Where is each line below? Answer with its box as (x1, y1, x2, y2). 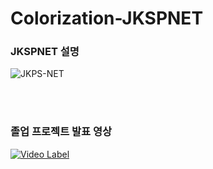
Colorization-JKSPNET (10, 7, 204, 30)
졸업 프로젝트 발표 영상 (10, 125, 113, 139)
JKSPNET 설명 (10, 45, 80, 59)
